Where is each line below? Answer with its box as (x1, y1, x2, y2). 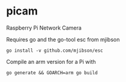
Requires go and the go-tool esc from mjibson (6, 36, 120, 43)
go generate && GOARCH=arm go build (6, 69, 98, 76)
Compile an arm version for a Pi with (6, 58, 96, 65)
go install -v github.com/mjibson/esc (6, 47, 103, 54)
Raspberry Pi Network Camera (6, 24, 82, 31)
